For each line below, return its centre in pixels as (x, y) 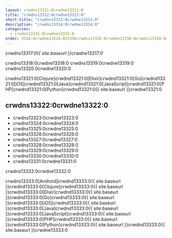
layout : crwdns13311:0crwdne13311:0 (44, 10)
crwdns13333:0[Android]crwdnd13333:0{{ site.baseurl (63, 181)
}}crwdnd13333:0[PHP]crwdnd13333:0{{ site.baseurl (61, 219)
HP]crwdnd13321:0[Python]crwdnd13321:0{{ (52, 89)
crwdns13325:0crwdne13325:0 (45, 128)
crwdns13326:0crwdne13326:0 (45, 134)
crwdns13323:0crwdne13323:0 (45, 118)
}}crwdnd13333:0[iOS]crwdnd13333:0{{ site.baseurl (61, 203)
